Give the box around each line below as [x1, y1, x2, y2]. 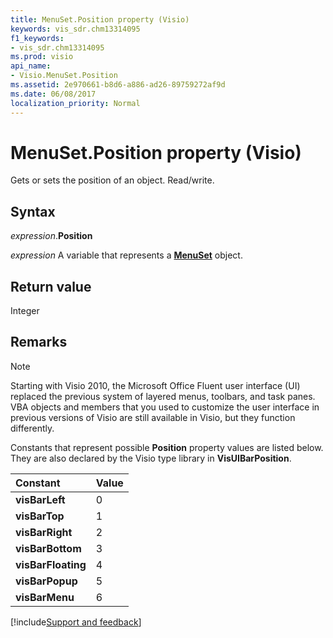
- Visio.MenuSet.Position [10, 71, 118, 81]
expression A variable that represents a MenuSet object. [10, 249, 243, 261]
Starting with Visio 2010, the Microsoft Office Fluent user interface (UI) [10, 379, 301, 391]
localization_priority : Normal [10, 98, 141, 108]
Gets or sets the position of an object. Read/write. [10, 174, 215, 186]
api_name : [10, 61, 52, 71]
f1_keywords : [10, 33, 65, 43]
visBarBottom [15, 541, 82, 555]
